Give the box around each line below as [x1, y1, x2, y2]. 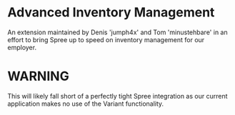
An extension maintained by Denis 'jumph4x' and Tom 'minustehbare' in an [7, 28, 228, 36]
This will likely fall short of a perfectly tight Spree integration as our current [7, 91, 228, 100]
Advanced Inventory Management [7, 4, 215, 21]
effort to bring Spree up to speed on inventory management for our [7, 35, 205, 44]
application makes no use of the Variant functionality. [7, 99, 164, 108]
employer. [7, 43, 37, 51]
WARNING [7, 69, 69, 84]
